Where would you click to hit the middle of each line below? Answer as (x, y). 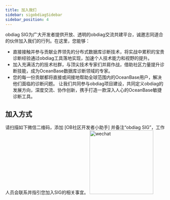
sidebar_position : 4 (27, 19)
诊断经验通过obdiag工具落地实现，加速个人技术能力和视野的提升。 (82, 58)
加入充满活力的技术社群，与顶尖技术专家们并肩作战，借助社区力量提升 (86, 65)
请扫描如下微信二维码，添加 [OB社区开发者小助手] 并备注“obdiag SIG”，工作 (85, 128)
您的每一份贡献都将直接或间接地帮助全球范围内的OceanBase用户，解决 (87, 78)
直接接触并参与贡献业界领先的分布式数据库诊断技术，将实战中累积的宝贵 (88, 52)
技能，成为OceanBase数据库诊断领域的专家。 (65, 71)
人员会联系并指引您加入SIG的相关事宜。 (47, 192)
